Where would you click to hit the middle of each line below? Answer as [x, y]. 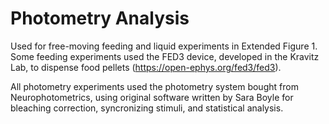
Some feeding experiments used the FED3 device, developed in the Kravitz [165, 56]
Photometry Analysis [100, 18]
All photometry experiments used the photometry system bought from [154, 86]
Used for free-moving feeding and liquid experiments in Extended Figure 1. [164, 46]
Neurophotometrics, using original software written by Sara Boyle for [152, 97]
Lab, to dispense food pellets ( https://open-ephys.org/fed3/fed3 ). [146, 67]
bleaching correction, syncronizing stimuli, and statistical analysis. [147, 108]
